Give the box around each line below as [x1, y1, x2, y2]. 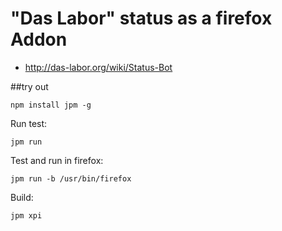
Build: [10, 191, 34, 203]
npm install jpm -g [10, 100, 92, 110]
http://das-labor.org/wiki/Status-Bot [24, 61, 173, 73]
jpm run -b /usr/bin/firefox [10, 173, 132, 184]
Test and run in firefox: [10, 154, 104, 166]
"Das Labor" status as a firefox [10, 7, 273, 30]
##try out [10, 80, 49, 92]
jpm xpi [10, 210, 43, 221]
